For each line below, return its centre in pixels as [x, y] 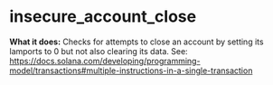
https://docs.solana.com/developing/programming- [105, 61]
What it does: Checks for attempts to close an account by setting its [136, 42]
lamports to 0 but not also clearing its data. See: [99, 51]
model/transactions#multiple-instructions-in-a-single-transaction [131, 71]
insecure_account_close [103, 17]
